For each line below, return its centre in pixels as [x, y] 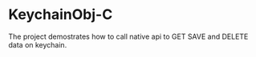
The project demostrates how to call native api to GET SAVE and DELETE [128, 36]
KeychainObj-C [61, 15]
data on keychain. [38, 44]
